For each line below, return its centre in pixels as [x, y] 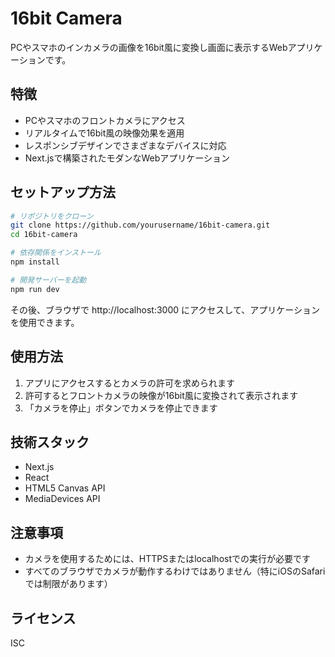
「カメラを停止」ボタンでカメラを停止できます [121, 408]
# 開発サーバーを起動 [48, 280]
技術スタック [50, 442]
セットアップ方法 [63, 192]
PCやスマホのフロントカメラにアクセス [105, 120]
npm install [35, 262]
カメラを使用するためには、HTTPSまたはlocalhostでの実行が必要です [168, 559]
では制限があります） [68, 584]
